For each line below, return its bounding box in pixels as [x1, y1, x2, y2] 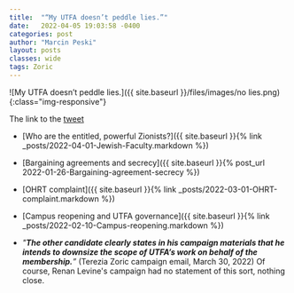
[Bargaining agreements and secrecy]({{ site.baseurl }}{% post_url [21, 157, 266, 168]
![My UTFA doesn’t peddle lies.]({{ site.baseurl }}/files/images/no [9, 86, 246, 98]
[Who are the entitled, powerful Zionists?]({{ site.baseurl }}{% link [21, 131, 263, 141]
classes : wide [9, 54, 62, 63]
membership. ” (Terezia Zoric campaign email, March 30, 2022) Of [21, 256, 266, 266]
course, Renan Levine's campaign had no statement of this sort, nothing [21, 265, 286, 276]
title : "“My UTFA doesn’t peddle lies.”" [9, 12, 168, 22]
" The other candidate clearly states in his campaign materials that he [21, 237, 285, 248]
